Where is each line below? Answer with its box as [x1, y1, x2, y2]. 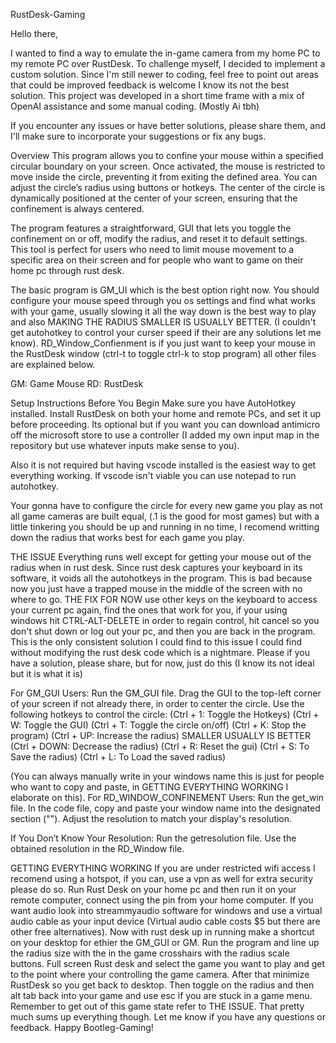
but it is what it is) [10, 668, 83, 679]
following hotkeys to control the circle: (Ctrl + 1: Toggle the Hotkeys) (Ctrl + [10, 709, 320, 720]
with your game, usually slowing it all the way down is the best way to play [10, 305, 317, 317]
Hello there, [10, 28, 58, 39]
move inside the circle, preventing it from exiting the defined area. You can [10, 171, 318, 183]
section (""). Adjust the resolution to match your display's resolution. [10, 813, 293, 824]
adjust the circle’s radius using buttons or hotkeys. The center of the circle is [10, 182, 326, 193]
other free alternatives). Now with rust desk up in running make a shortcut [10, 926, 315, 938]
